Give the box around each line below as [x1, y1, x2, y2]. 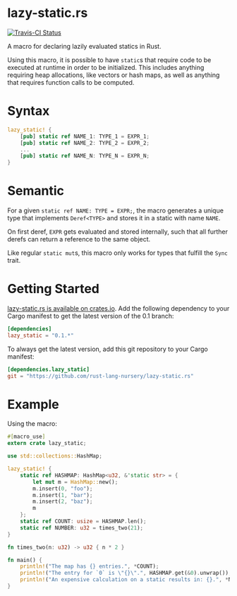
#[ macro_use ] [7, 433, 46, 441]
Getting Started [7, 281, 100, 297]
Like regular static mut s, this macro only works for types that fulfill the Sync [7, 249, 228, 257]
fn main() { [7, 556, 42, 564]
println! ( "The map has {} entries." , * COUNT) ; [20, 563, 159, 570]
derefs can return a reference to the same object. [7, 235, 151, 244]
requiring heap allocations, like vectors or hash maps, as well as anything [7, 71, 220, 79]
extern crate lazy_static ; [7, 440, 87, 447]
